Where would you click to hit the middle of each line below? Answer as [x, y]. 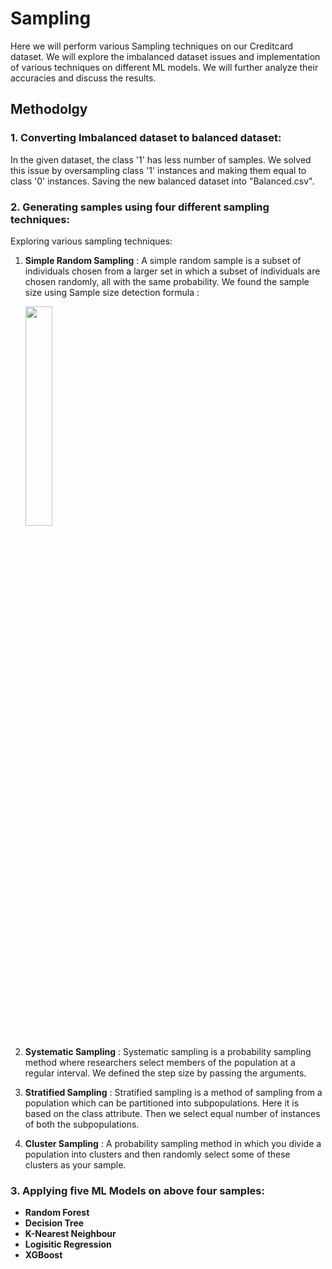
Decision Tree [54, 1223]
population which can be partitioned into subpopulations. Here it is [162, 1103]
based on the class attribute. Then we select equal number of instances [172, 1113]
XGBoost [43, 1255]
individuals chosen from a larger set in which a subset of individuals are [172, 271]
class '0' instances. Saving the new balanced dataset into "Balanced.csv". [162, 181]
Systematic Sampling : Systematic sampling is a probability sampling [168, 1051]
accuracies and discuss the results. [83, 78]
